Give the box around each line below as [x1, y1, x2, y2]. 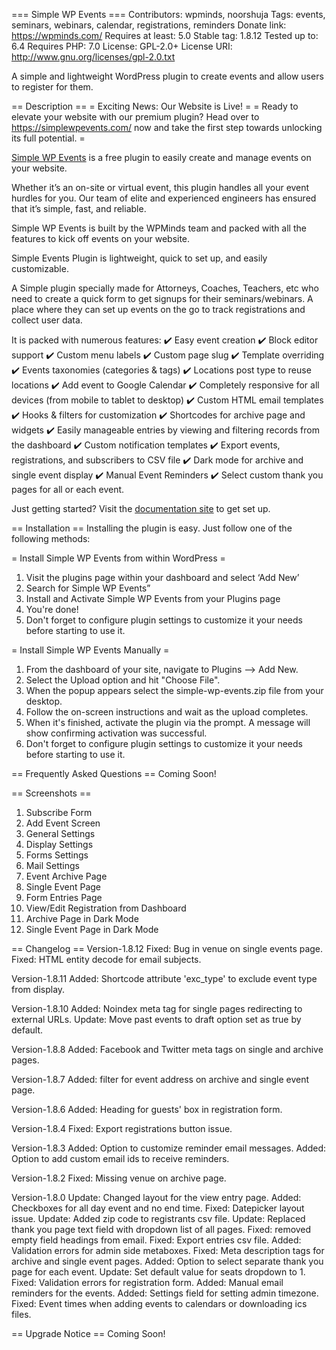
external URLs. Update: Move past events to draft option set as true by [11, 1014, 302, 1025]
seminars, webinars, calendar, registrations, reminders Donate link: [11, 19, 287, 31]
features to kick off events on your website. [11, 233, 191, 244]
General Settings [25, 828, 96, 839]
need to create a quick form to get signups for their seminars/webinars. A [11, 293, 314, 304]
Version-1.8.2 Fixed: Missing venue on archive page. [11, 1172, 227, 1184]
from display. [11, 984, 66, 995]
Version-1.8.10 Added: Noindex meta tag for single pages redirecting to [11, 1003, 303, 1014]
